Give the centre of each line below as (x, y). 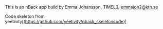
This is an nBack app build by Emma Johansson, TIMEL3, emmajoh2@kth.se (81, 7)
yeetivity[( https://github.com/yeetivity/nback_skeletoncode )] (66, 22)
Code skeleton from (25, 16)
